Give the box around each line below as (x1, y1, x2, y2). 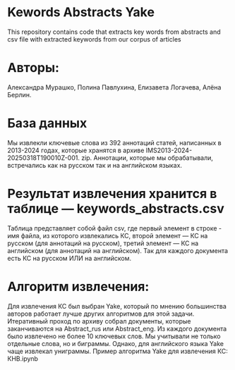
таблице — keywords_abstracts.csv (7, 201, 224, 216)
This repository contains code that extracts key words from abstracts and (7, 27, 221, 36)
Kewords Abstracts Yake (7, 4, 155, 20)
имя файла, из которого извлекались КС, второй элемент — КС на (7, 231, 208, 240)
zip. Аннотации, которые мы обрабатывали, (80, 153, 214, 162)
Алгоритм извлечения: (7, 278, 150, 295)
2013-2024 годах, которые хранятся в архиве (7, 146, 145, 154)
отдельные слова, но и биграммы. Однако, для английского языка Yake (7, 339, 224, 347)
